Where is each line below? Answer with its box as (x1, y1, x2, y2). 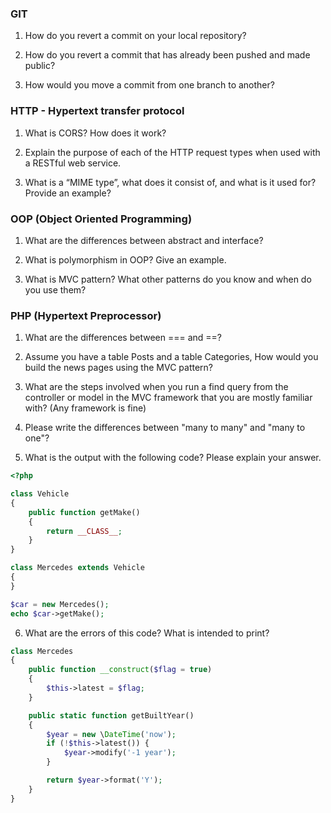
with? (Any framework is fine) (24, 402, 147, 414)
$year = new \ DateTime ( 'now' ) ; (46, 729, 177, 739)
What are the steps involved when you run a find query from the (24, 381, 289, 393)
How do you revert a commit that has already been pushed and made (24, 49, 311, 61)
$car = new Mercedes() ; (10, 599, 110, 609)
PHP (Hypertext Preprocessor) (10, 308, 162, 322)
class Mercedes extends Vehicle (10, 563, 145, 573)
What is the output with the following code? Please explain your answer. (24, 452, 322, 464)
